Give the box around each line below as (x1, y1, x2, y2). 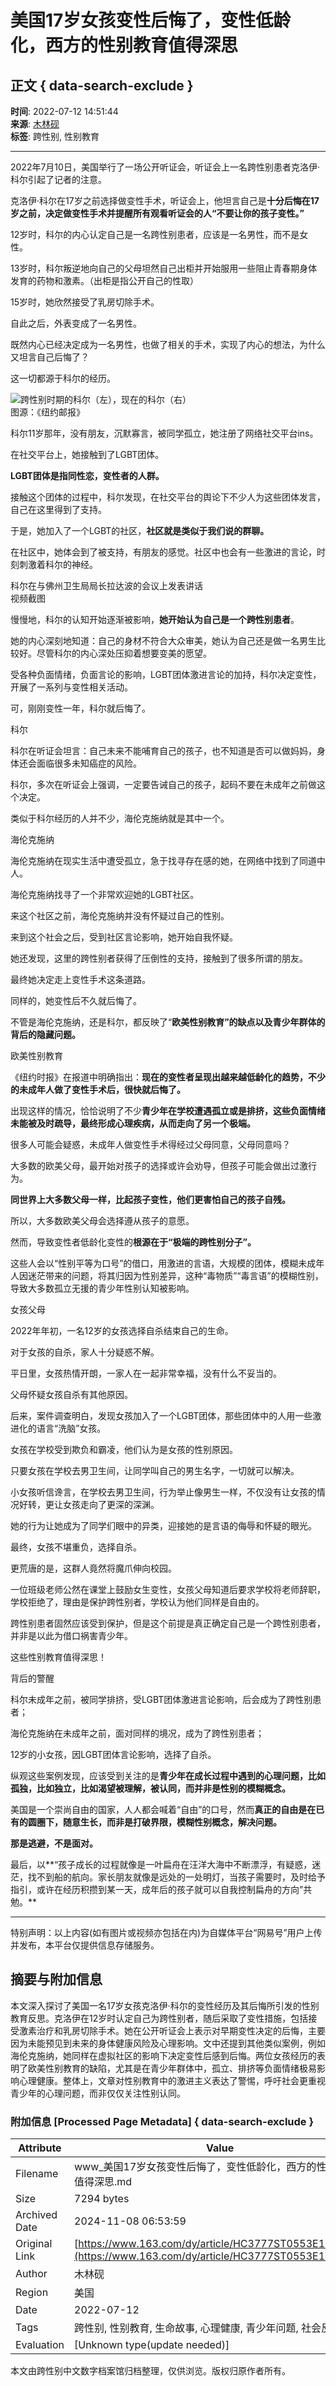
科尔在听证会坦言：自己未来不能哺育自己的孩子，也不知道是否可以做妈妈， (10, 745, 317, 756)
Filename (15, 2167, 59, 2181)
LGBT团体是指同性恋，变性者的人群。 (10, 470, 165, 481)
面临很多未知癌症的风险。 (36, 757, 142, 769)
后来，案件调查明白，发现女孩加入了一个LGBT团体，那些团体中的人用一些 (10, 1410, 313, 1421)
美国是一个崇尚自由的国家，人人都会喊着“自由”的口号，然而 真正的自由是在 (10, 1804, 317, 1815)
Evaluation (15, 2338, 65, 2352)
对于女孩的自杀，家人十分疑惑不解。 (10, 1346, 160, 1358)
